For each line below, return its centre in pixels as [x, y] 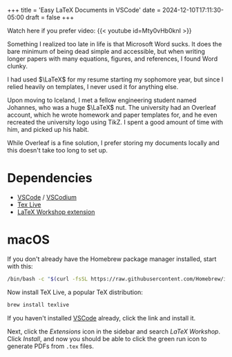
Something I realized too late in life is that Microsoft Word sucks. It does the [115, 44]
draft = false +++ [50, 17]
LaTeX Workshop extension [56, 212]
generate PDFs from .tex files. [51, 346]
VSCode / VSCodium [47, 197]
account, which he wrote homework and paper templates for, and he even [112, 115]
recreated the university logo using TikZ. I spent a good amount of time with [115, 122]
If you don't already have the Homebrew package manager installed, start [112, 259]
